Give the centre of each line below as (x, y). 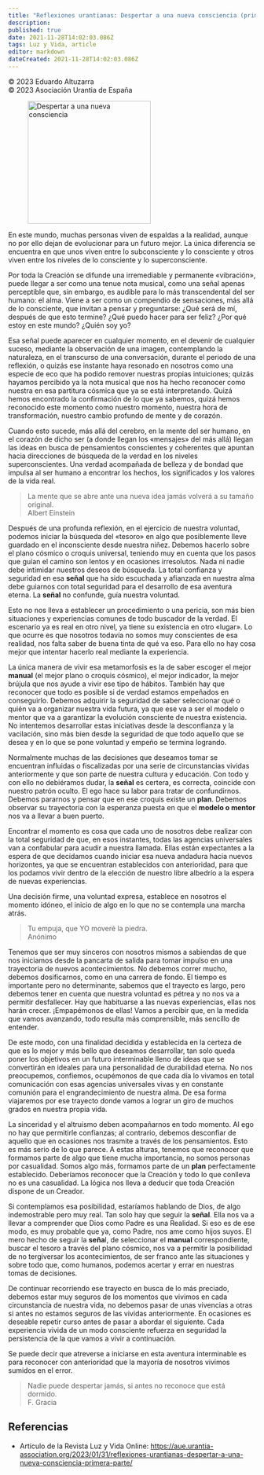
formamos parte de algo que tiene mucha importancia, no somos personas (129, 1158)
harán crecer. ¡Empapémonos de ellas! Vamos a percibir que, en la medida (128, 1010)
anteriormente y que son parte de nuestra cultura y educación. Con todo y (128, 774)
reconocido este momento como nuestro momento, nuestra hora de (118, 407)
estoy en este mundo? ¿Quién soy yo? (70, 325)
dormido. (42, 1394)
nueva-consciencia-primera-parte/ (76, 1462)
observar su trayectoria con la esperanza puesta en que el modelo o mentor (132, 807)
